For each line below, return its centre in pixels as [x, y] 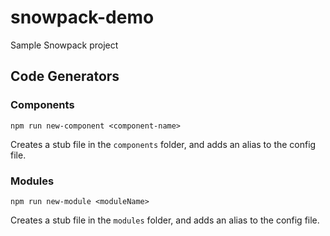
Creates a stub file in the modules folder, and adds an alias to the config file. [165, 220]
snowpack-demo [82, 17]
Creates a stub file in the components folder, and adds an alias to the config [163, 144]
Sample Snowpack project [64, 45]
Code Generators [65, 76]
